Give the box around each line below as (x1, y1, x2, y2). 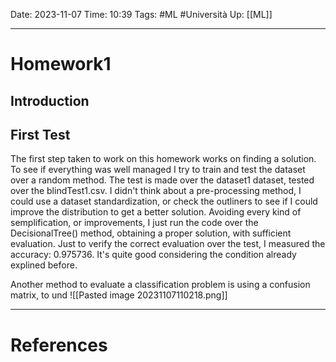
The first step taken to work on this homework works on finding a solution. (10, 153, 317, 165)
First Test (10, 126, 71, 143)
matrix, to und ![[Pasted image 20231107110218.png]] (10, 289, 228, 301)
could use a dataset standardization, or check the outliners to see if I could (10, 195, 318, 208)
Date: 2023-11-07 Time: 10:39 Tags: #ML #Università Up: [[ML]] (10, 9, 273, 20)
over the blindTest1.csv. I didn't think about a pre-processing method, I (10, 185, 302, 197)
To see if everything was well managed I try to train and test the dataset (10, 164, 306, 176)
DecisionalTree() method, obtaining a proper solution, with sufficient (10, 227, 292, 239)
